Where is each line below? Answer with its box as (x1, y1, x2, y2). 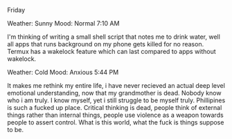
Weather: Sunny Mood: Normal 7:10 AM (7, 19, 120, 27)
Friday (7, 6, 26, 14)
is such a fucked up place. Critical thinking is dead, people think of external (7, 104, 222, 111)
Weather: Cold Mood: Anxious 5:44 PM (7, 68, 119, 76)
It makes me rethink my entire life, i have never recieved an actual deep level (7, 82, 225, 89)
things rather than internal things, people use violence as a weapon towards (7, 111, 224, 119)
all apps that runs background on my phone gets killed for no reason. (7, 40, 204, 48)
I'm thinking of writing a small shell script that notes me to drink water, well (7, 33, 220, 41)
